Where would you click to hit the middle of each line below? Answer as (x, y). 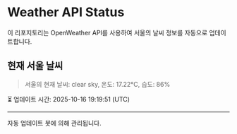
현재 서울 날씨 (35, 66)
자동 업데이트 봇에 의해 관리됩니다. (54, 123)
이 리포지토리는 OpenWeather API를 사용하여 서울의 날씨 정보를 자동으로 (108, 32)
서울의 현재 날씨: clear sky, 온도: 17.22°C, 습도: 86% (97, 84)
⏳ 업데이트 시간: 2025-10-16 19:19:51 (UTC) (69, 99)
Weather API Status (66, 12)
